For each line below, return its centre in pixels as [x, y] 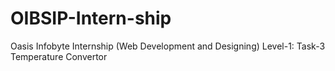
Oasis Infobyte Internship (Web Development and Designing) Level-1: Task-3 [168, 46]
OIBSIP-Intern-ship [91, 18]
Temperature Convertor [59, 56]
